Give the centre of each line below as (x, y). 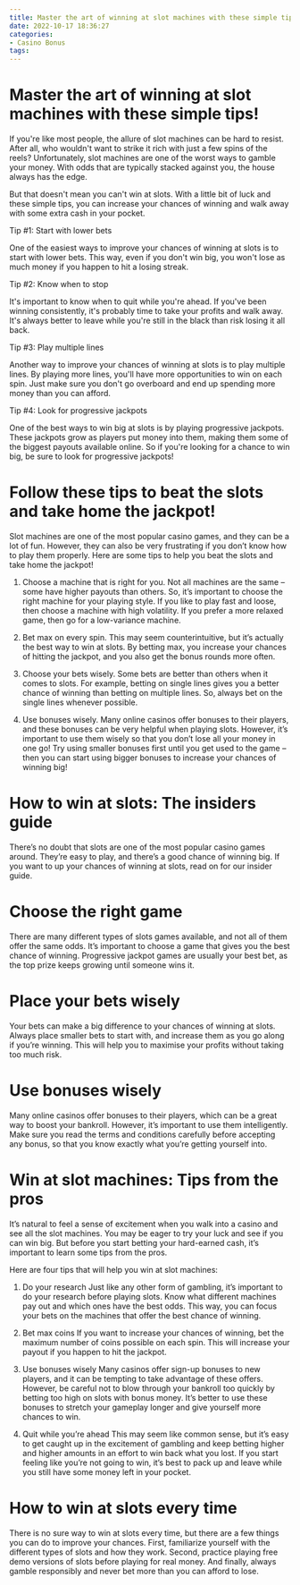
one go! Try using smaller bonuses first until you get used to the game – (154, 748)
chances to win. (51, 1416)
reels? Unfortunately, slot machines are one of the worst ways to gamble (143, 158)
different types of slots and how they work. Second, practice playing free (144, 1552)
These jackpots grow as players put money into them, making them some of (149, 437)
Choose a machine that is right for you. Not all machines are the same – (154, 582)
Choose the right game (96, 912)
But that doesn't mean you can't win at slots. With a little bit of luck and (140, 194)
